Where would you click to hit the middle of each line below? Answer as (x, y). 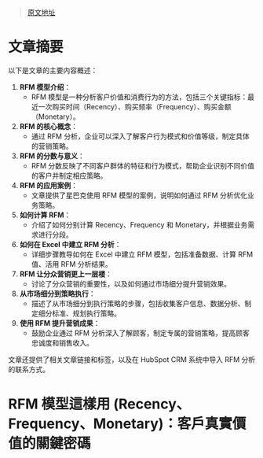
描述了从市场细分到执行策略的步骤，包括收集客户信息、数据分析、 (138, 303)
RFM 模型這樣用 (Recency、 (99, 404)
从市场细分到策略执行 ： (57, 294)
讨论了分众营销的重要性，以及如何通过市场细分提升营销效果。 (131, 283)
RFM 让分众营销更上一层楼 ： (66, 274)
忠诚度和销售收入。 (62, 342)
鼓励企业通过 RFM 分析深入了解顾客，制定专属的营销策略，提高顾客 (140, 333)
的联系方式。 (29, 369)
